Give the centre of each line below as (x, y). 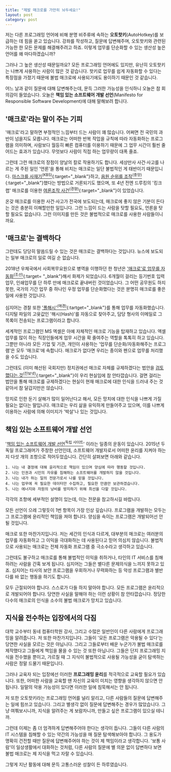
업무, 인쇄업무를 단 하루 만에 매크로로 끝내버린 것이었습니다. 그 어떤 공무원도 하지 (86, 283)
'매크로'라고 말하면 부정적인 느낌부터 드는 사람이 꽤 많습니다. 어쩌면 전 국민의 (81, 132)
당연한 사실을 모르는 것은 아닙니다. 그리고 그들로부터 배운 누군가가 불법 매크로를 (84, 644)
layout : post (19, 15)
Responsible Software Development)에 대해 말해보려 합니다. (67, 101)
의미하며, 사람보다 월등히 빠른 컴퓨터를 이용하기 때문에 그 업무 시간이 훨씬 (88, 145)
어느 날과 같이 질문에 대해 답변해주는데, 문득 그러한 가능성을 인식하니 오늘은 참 (83, 89)
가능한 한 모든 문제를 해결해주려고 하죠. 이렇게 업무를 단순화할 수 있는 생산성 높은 (86, 48)
